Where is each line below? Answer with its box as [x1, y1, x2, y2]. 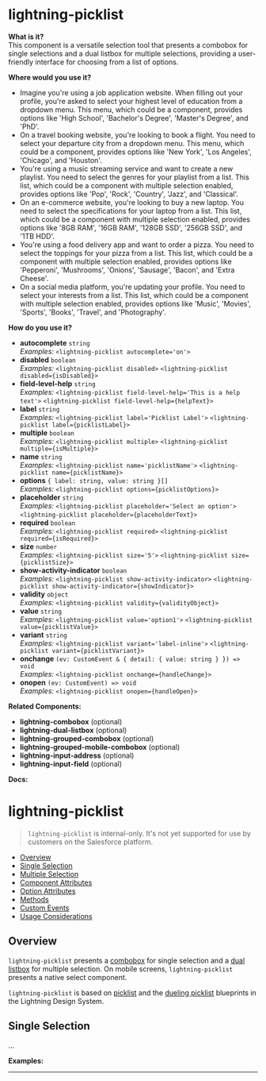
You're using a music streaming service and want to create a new [19, 164, 234, 173]
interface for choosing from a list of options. [35, 57, 179, 67]
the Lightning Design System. [8, 996, 104, 1006]
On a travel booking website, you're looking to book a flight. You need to [19, 129, 256, 140]
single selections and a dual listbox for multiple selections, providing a [8, 48, 237, 58]
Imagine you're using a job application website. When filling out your [19, 87, 243, 97]
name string [19, 451, 63, 461]
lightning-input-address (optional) [19, 751, 135, 760]
